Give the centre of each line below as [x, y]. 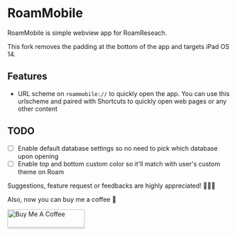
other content [38, 109]
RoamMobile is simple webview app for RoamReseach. [87, 33]
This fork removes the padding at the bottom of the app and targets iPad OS [118, 46]
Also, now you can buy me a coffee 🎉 [62, 199]
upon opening [38, 156]
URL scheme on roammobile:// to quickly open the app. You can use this [123, 93]
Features [27, 76]
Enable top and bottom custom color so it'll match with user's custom [119, 163]
